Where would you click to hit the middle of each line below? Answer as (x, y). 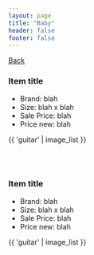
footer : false (32, 38)
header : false (32, 30)
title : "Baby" (32, 23)
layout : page (30, 16)
